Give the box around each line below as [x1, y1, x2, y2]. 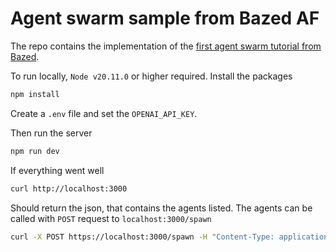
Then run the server [10, 127, 93, 139]
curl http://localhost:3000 [10, 183, 128, 194]
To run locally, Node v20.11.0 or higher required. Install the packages [10, 70, 293, 82]
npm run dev [10, 146, 60, 156]
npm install [10, 89, 60, 99]
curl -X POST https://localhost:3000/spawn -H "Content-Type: [10, 232, 275, 242]
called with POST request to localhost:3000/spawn [10, 212, 212, 224]
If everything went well [10, 164, 105, 176]
